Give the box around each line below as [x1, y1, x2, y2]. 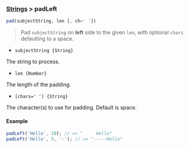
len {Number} [14, 70, 47, 77]
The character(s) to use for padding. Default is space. [6, 104, 137, 111]
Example [6, 117, 28, 124]
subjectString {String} [14, 48, 74, 54]
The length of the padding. [6, 81, 71, 88]
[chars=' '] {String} [14, 94, 68, 99]
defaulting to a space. [20, 35, 74, 43]
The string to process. [6, 58, 60, 65]
